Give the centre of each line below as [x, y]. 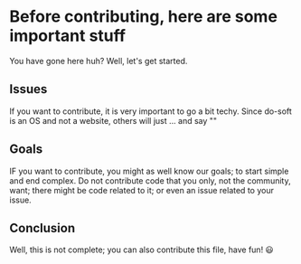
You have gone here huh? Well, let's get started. [99, 61]
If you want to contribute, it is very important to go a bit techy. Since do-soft [150, 111]
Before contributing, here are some [144, 17]
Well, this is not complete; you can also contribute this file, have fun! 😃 [141, 250]
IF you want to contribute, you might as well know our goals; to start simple [149, 171]
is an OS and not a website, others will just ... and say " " [113, 120]
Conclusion [42, 228]
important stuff [68, 36]
